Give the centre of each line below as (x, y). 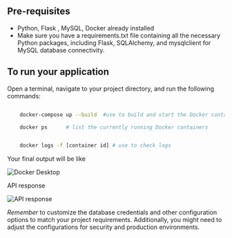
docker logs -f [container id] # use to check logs (95, 146)
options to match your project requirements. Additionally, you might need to (115, 220)
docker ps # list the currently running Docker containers (114, 127)
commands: (24, 95)
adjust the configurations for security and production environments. (104, 227)
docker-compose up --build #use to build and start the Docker (114, 115)
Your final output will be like (47, 159)
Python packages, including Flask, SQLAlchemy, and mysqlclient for (114, 43)
